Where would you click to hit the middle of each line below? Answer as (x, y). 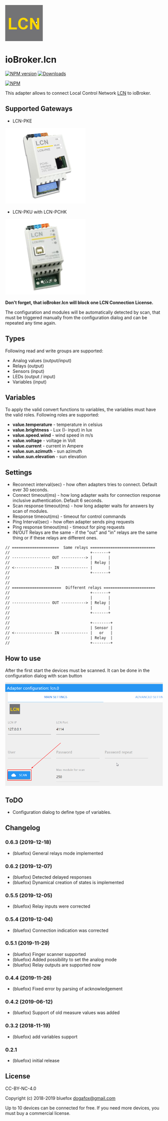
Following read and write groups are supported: (54, 351)
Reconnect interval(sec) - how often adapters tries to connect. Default (85, 485)
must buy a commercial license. (38, 1113)
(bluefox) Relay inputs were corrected (51, 906)
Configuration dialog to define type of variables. (62, 812)
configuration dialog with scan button (44, 676)
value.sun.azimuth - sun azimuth (47, 451)
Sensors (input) (28, 371)
